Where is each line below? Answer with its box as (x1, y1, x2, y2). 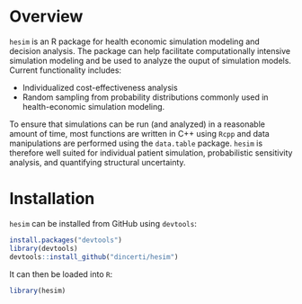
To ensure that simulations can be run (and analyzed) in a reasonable (9, 119, 265, 130)
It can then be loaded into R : (9, 268, 113, 280)
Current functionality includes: (9, 65, 122, 76)
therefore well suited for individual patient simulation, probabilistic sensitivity (9, 147, 293, 158)
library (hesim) (9, 286, 67, 295)
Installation (9, 189, 95, 209)
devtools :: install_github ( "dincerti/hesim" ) (9, 252, 179, 262)
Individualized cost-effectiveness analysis (22, 82, 178, 93)
